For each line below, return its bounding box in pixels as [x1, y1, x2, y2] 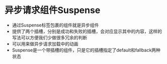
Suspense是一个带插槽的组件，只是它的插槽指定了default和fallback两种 [12, 47, 160, 53]
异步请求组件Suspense [5, 4, 101, 16]
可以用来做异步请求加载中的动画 [12, 40, 78, 46]
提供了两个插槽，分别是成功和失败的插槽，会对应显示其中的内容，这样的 [12, 28, 162, 34]
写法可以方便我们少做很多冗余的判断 [12, 34, 88, 40]
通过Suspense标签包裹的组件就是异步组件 [12, 22, 99, 28]
